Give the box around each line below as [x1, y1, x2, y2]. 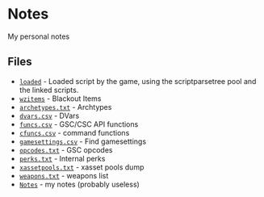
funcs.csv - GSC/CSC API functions [19, 119, 139, 129]
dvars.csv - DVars [19, 111, 80, 120]
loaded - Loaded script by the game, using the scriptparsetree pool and [19, 76, 257, 86]
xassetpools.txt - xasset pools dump [19, 162, 145, 172]
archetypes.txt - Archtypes [19, 102, 112, 111]
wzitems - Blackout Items [19, 94, 102, 103]
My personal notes [7, 31, 70, 41]
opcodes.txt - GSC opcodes [19, 145, 113, 154]
